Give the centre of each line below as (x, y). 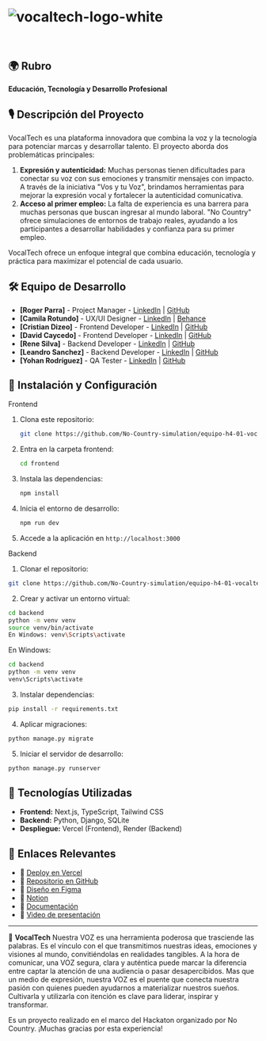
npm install (39, 494)
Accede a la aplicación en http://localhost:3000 (100, 538)
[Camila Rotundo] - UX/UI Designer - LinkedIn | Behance (113, 318)
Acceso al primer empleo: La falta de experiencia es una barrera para (134, 203)
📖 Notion (34, 898)
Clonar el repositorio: (54, 568)
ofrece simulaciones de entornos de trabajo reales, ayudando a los (129, 220)
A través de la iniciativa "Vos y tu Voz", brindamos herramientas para (132, 187)
